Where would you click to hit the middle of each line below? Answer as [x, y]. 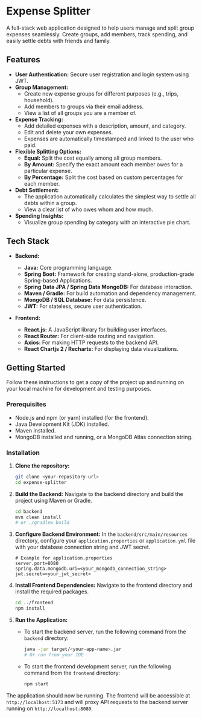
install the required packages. [52, 592]
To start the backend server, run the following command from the [105, 632]
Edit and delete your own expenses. [68, 132]
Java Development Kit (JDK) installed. [62, 424]
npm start [36, 684]
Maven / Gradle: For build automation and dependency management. [110, 293]
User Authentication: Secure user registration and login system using [102, 74]
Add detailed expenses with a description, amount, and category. [105, 126]
